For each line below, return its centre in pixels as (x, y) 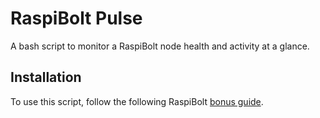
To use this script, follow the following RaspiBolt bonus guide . (137, 101)
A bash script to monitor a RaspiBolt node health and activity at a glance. (160, 46)
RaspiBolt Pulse (76, 18)
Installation (46, 77)
